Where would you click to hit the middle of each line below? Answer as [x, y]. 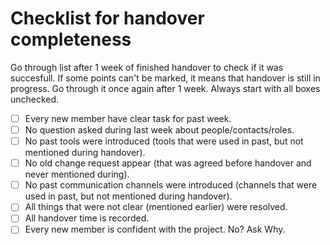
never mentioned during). [77, 174]
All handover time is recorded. [87, 218]
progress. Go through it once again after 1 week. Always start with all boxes [165, 88]
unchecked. [35, 99]
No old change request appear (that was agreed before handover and [168, 163]
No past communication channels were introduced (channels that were [171, 185]
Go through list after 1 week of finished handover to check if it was [147, 67]
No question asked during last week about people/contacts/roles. [159, 130]
